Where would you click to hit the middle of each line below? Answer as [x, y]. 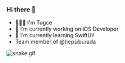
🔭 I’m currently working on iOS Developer [67, 29]
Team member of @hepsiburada [55, 42]
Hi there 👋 [21, 10]
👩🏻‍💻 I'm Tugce [34, 23]
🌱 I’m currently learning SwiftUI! [55, 35]
